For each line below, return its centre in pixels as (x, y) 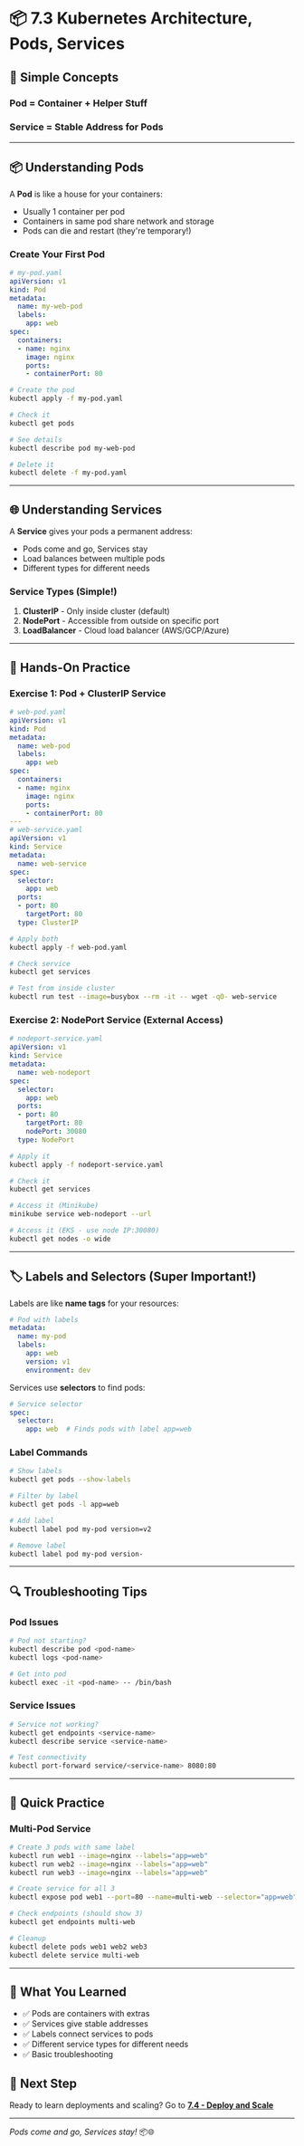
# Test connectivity (48, 1758)
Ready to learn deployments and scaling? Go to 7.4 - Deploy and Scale (142, 2105)
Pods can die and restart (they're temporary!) (107, 230)
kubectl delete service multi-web (75, 1955)
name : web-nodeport (54, 1072)
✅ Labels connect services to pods (88, 2034)
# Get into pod (38, 1674)
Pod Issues (34, 1622)
